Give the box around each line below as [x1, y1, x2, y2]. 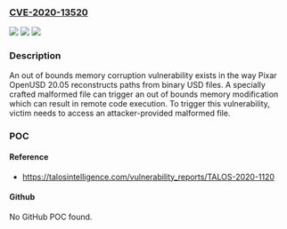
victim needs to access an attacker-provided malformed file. [9, 107, 231, 118]
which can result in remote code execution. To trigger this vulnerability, [9, 98, 270, 108]
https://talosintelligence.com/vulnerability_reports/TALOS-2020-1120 [21, 171, 275, 182]
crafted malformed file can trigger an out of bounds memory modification [9, 89, 279, 99]
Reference [9, 152, 49, 162]
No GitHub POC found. [9, 211, 93, 222]
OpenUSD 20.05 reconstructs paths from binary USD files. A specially [9, 79, 266, 90]
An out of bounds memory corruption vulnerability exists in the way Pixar [9, 69, 278, 81]
